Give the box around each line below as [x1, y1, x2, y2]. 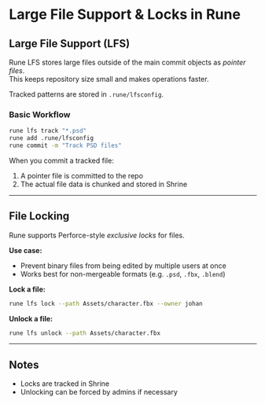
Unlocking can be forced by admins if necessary [20, 387, 178, 397]
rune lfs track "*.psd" [9, 127, 87, 135]
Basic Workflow [9, 108, 71, 119]
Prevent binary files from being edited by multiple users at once [20, 261, 226, 270]
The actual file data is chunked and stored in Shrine [20, 179, 188, 189]
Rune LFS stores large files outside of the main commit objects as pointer [9, 57, 246, 67]
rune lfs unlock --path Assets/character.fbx [9, 329, 160, 337]
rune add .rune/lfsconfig [9, 134, 94, 142]
